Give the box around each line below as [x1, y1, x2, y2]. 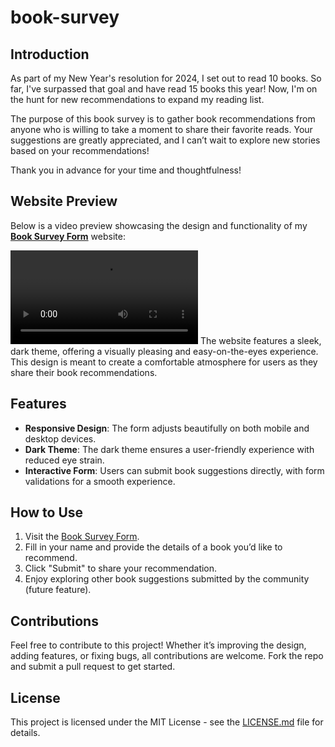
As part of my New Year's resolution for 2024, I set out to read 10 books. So [10, 72, 322, 84]
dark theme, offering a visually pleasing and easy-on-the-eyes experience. [10, 345, 319, 357]
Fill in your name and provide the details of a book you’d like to [24, 541, 283, 553]
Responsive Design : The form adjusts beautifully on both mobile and [24, 422, 310, 434]
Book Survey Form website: [10, 230, 126, 242]
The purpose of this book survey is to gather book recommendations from [10, 113, 316, 125]
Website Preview [10, 193, 118, 210]
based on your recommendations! [10, 145, 150, 156]
